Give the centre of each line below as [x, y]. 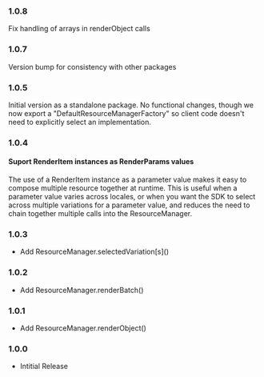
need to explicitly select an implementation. [80, 122]
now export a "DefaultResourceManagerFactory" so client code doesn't [126, 113]
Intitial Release [44, 367]
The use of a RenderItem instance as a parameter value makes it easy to [128, 180]
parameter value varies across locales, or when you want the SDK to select [132, 197]
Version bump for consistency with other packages [92, 66]
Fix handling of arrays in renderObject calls [79, 29]
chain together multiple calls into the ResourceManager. [100, 214]
